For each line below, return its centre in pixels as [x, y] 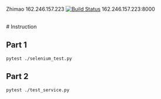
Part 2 [17, 76]
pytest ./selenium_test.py [39, 59]
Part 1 [17, 45]
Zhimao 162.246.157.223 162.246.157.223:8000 [81, 9]
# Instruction [21, 27]
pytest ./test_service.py [38, 90]
